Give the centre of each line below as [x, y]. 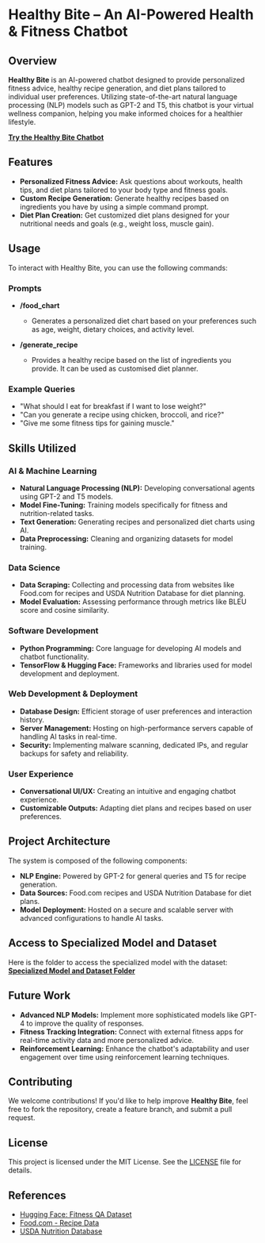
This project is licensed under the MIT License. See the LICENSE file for [125, 1162]
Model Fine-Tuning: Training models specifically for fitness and [123, 505]
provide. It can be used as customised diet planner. [115, 368]
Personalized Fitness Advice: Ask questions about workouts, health [131, 181]
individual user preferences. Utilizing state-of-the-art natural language [123, 96]
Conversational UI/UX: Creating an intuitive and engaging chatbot [128, 791]
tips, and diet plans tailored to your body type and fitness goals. [123, 190]
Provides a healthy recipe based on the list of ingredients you [131, 360]
